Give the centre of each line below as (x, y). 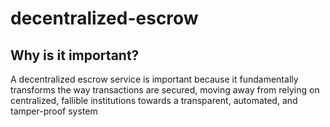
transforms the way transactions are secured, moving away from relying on (165, 90)
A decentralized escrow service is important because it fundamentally (154, 79)
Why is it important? (75, 55)
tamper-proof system (54, 111)
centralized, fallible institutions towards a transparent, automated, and (154, 100)
